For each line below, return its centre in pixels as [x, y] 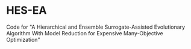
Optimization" [23, 39]
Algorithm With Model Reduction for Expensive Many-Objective [85, 33]
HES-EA [27, 10]
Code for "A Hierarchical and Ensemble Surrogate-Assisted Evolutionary [96, 27]
